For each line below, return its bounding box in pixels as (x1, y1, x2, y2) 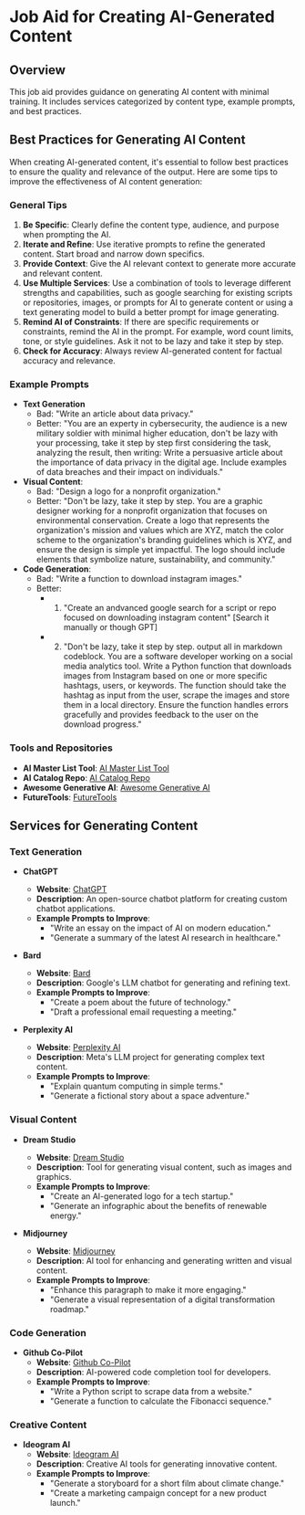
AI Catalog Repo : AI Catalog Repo (22, 772, 150, 783)
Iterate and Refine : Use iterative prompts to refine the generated (22, 239, 266, 250)
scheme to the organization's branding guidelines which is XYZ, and (36, 534, 292, 545)
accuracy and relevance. (22, 355, 116, 366)
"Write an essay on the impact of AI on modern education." (49, 922, 271, 933)
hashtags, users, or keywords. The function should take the (63, 680, 287, 691)
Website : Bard (36, 968, 91, 979)
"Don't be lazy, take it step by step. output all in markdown (63, 641, 283, 652)
